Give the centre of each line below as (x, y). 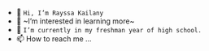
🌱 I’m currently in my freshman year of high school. (109, 30)
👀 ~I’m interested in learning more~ (75, 21)
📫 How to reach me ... (54, 39)
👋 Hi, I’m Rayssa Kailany (60, 13)
